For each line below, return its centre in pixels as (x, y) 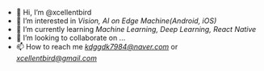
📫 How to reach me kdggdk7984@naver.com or (97, 47)
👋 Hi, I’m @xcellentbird (54, 12)
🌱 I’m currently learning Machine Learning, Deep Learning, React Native (136, 29)
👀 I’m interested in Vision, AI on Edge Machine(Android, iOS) (116, 21)
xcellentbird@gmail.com (56, 58)
